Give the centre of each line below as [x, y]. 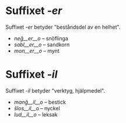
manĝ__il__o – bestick [40, 102]
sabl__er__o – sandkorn [42, 45]
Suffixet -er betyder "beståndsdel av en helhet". [63, 27]
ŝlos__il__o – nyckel [37, 108]
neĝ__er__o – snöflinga [41, 38]
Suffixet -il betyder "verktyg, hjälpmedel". [55, 90]
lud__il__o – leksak [36, 114]
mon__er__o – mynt [36, 50]
